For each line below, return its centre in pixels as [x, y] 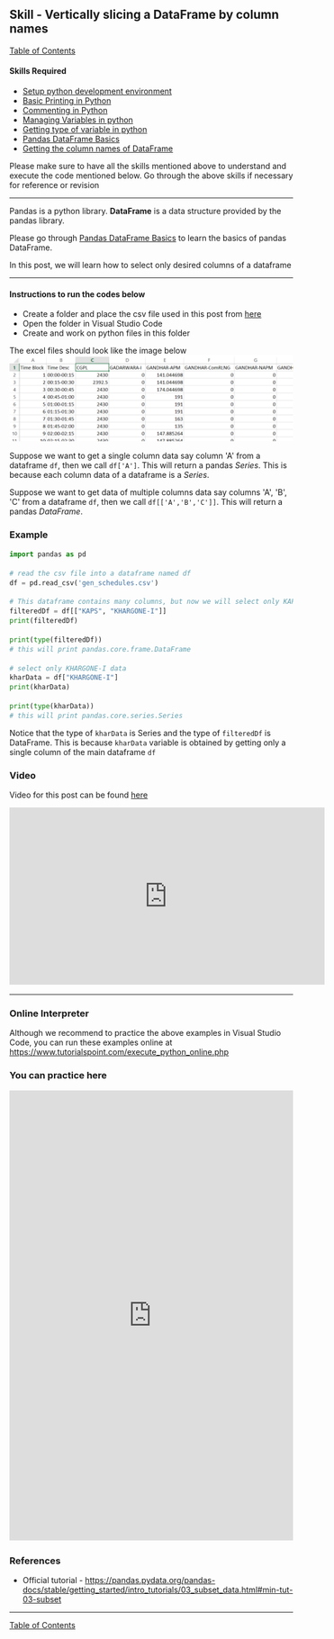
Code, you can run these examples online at [91, 1042]
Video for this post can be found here [79, 795]
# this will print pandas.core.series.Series [96, 716]
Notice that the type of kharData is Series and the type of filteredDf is [140, 733]
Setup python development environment [97, 91]
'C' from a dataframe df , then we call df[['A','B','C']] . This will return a [146, 501]
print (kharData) [40, 688]
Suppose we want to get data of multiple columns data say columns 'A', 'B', [148, 492]
